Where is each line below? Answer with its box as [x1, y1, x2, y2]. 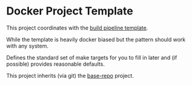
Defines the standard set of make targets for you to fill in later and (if [6, 54, 177, 61]
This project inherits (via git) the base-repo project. [6, 72, 134, 79]
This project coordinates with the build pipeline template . [6, 24, 148, 31]
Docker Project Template [6, 4, 133, 18]
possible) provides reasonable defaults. [6, 60, 105, 68]
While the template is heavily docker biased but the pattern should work [6, 36, 186, 43]
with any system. [6, 42, 48, 49]
